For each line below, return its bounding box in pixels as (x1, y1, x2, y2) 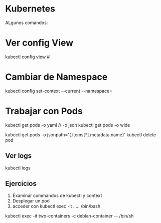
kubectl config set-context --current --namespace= (5, 88, 113, 94)
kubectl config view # (5, 54, 50, 60)
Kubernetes (5, 3, 56, 15)
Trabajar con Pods (5, 106, 83, 117)
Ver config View (5, 37, 74, 49)
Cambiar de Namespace (5, 71, 108, 83)
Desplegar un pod (12, 198, 50, 204)
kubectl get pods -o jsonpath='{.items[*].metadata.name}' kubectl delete (5, 131, 156, 138)
